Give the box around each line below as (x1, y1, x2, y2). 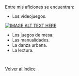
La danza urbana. (12, 42, 47, 48)
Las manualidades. (12, 37, 50, 43)
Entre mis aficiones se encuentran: (5, 4, 75, 10)
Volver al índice (5, 66, 36, 72)
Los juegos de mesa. (12, 32, 54, 38)
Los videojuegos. (12, 13, 47, 19)
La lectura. (12, 48, 34, 53)
